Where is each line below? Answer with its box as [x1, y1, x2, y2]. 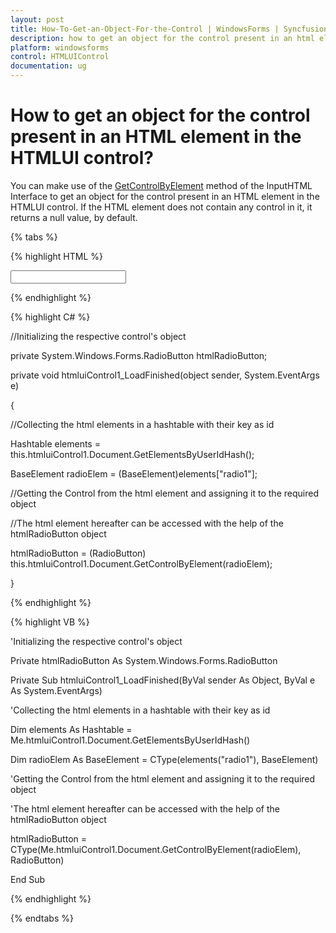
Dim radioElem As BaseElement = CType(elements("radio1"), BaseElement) [10, 753, 319, 765]
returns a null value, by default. [10, 211, 138, 223]
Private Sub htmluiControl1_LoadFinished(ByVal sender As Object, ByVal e [10, 674, 316, 686]
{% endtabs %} [10, 912, 74, 924]
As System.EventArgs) [10, 684, 103, 696]
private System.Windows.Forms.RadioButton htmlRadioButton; [10, 349, 268, 361]
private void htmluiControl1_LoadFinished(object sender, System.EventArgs [10, 369, 320, 381]
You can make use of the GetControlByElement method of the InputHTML [10, 179, 313, 191]
